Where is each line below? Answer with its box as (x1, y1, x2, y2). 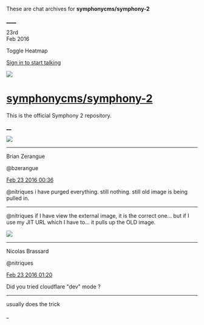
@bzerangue (6, 164, 39, 171)
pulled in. (6, 195, 29, 202)
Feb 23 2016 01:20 (6, 271, 53, 278)
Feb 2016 (6, 35, 30, 42)
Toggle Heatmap (6, 47, 48, 54)
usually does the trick (6, 300, 60, 307)
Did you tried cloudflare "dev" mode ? (6, 283, 101, 290)
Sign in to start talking (6, 59, 61, 66)
